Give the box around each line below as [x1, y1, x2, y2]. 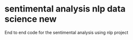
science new [4, 13, 57, 25]
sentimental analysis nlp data [4, 3, 126, 14]
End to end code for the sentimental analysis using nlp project [4, 29, 129, 35]
